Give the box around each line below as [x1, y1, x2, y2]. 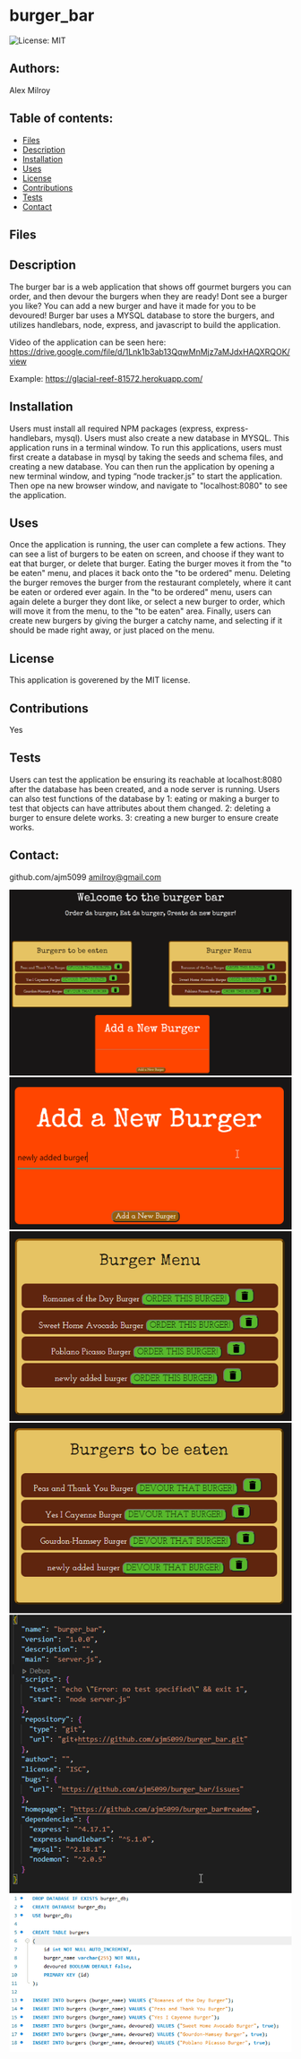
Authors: [9, 61, 60, 76]
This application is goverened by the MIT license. [9, 675, 191, 685]
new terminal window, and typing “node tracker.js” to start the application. [9, 470, 283, 481]
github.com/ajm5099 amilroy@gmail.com [9, 871, 162, 883]
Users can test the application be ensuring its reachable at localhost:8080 [9, 774, 282, 785]
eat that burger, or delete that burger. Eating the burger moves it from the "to [9, 558, 292, 569]
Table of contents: [9, 111, 114, 126]
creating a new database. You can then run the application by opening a [9, 461, 275, 471]
